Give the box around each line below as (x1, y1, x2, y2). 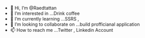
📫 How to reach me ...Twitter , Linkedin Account (10, 27, 113, 33)
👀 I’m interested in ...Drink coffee (10, 10, 80, 16)
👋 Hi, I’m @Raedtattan (10, 5, 57, 11)
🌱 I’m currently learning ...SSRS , (10, 16, 79, 22)
